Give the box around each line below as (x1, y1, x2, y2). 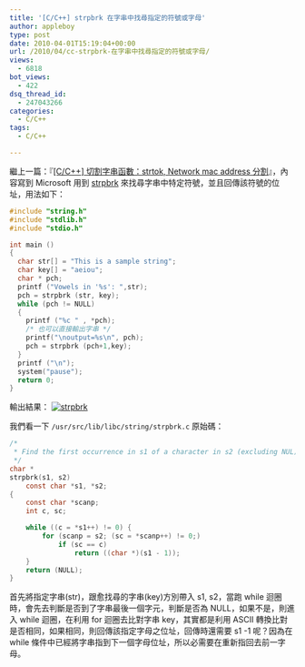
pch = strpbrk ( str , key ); (17, 290, 120, 300)
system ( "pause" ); (17, 367, 84, 376)
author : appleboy (9, 22, 75, 31)
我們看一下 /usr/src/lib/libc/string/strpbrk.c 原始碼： (9, 420, 224, 432)
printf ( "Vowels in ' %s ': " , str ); (17, 282, 148, 291)
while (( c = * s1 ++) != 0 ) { (25, 523, 132, 532)
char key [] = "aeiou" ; (17, 266, 103, 275)
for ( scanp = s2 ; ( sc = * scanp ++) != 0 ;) (42, 531, 202, 541)
